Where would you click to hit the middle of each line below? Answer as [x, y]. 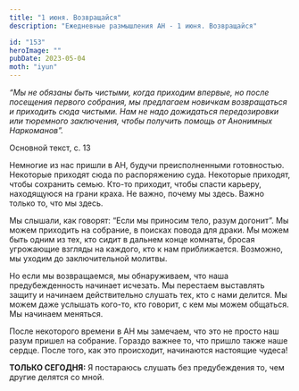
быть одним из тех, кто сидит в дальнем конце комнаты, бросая [132, 239]
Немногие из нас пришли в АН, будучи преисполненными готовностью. [147, 165]
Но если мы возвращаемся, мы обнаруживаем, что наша [119, 276]
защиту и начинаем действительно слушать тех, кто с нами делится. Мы [149, 295]
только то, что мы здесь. [56, 203]
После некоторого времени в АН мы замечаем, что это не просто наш [144, 331]
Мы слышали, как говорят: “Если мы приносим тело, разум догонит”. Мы [149, 221]
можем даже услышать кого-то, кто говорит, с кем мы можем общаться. [149, 304]
